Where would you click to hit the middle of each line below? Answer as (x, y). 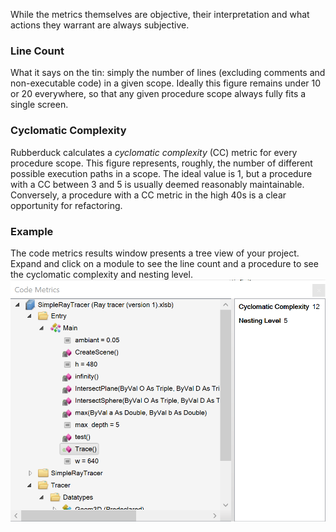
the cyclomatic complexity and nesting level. (101, 274)
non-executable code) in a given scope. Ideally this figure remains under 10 (166, 83)
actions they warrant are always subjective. (100, 25)
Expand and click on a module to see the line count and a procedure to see (164, 263)
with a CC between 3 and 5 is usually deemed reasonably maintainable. (157, 184)
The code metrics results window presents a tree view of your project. (155, 253)
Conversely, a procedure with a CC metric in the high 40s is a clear (148, 195)
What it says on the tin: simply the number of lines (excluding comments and (168, 73)
